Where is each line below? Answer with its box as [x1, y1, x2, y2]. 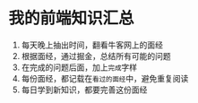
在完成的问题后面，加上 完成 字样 [21, 62, 138, 73]
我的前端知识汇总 [8, 8, 135, 29]
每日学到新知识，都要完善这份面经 [21, 84, 148, 95]
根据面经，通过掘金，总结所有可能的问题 [21, 50, 171, 61]
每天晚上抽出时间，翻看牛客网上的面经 [21, 39, 163, 50]
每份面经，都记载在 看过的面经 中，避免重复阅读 [21, 73, 189, 83]
